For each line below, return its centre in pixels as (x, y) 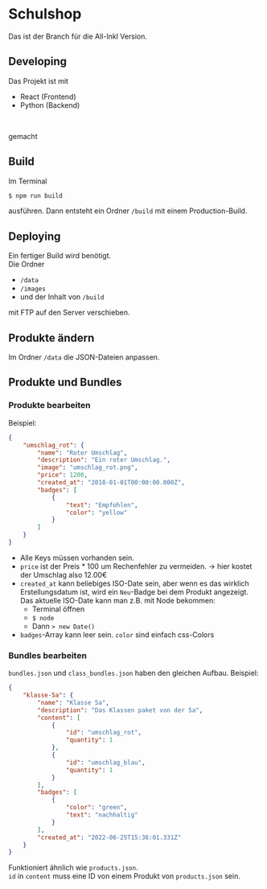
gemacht (23, 136)
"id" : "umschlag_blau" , (106, 762)
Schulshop (45, 14)
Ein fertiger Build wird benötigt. (60, 256)
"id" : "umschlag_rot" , (104, 733)
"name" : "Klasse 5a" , (74, 702)
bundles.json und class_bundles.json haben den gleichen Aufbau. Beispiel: (133, 673)
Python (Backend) (50, 105)
